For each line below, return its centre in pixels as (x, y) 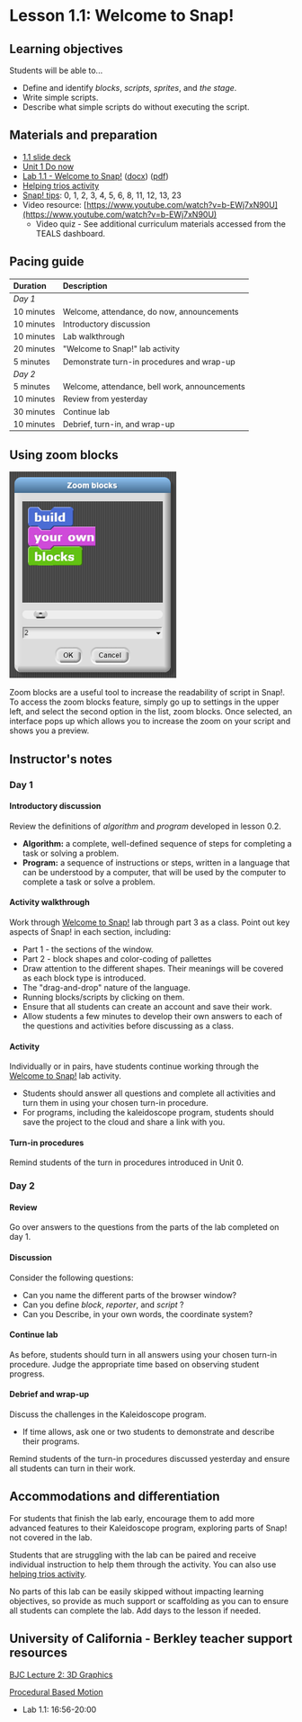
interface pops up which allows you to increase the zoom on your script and (150, 722)
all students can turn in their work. (73, 1468)
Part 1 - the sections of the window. (88, 949)
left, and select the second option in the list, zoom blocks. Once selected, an (151, 712)
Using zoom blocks (64, 455)
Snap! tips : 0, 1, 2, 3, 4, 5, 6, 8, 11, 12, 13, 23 (102, 195)
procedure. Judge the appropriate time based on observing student (134, 1364)
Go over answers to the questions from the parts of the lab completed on (144, 1227)
